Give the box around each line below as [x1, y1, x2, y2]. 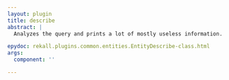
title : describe [7, 17, 55, 24]
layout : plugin [7, 10, 52, 18]
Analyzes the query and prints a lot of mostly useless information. [13, 30, 223, 38]
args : [7, 50, 23, 57]
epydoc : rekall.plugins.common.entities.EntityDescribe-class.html [7, 43, 211, 50]
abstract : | [7, 23, 42, 30]
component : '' [13, 56, 55, 64]
